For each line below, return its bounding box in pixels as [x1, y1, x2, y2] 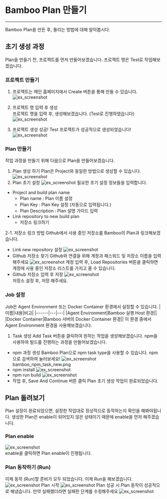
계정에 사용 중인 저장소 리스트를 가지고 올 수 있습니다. [12, 265, 116, 271]
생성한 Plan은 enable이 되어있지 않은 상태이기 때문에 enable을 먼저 [11, 414, 143, 420]
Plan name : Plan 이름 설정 [19, 196, 73, 202]
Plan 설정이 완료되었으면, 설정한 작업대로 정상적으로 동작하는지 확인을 [5, 408, 140, 414]
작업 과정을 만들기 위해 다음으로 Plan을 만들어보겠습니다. [5, 157, 115, 164]
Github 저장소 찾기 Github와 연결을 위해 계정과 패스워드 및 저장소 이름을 [12, 253, 153, 259]
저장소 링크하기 [19, 219, 50, 225]
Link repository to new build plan [12, 214, 80, 219]
